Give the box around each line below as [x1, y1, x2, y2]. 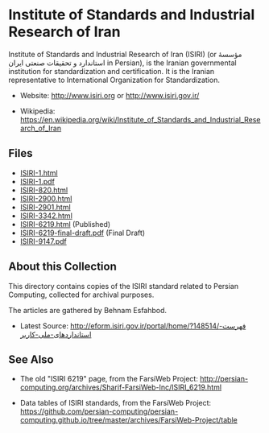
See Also [8, 353, 54, 366]
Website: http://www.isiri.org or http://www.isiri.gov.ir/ [19, 90, 200, 100]
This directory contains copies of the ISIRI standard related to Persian [8, 281, 239, 291]
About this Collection [8, 260, 117, 274]
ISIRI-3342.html [19, 211, 72, 221]
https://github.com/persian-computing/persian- [19, 406, 179, 416]
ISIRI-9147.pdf [19, 236, 67, 246]
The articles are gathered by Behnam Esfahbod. [8, 305, 168, 315]
